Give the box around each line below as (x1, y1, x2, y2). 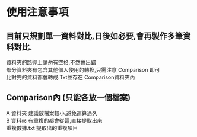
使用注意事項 (6, 5, 69, 19)
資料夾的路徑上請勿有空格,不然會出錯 (6, 59, 97, 66)
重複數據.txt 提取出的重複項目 (6, 124, 78, 131)
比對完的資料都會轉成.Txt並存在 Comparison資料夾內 (6, 74, 135, 81)
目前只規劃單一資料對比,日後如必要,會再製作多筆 (6, 31, 183, 41)
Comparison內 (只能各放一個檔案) (6, 93, 131, 103)
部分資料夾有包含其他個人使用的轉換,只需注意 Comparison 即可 (6, 66, 160, 73)
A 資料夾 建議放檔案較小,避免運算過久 (6, 109, 98, 116)
